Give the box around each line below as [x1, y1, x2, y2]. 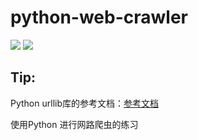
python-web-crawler [10, 6, 189, 29]
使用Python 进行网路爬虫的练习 [10, 118, 139, 130]
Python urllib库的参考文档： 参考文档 [10, 97, 159, 109]
